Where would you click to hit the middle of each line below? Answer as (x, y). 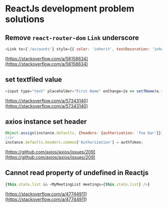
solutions (25, 19)
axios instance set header (46, 121)
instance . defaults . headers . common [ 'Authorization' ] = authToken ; (74, 143)
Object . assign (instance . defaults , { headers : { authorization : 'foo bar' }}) (84, 133)
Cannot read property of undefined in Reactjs (77, 173)
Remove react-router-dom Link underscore (72, 38)
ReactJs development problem (70, 9)
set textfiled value (34, 80)
